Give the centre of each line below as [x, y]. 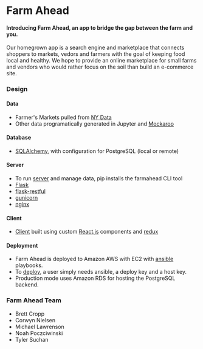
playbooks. [29, 265]
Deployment [22, 245]
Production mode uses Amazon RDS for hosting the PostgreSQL [95, 278]
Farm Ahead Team [34, 300]
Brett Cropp [30, 314]
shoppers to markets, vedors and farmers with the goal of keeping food [96, 54]
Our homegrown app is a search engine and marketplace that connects [95, 48]
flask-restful [30, 191]
